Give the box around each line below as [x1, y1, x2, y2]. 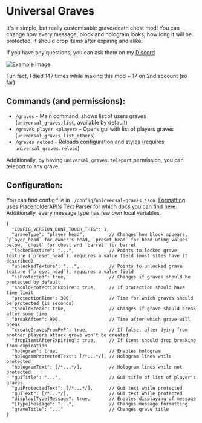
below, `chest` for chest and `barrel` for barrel [6, 242, 137, 248]
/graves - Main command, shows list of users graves [15, 112, 146, 119]
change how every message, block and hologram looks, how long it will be [6, 30, 192, 38]
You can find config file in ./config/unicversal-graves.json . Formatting [6, 196, 186, 203]
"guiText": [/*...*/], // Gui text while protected [11, 390, 183, 396]
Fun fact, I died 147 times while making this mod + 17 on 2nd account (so [6, 72, 187, 79]
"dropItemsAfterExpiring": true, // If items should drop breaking [11, 337, 197, 343]
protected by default [6, 279, 61, 285]
